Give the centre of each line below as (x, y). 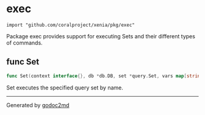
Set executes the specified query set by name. (65, 88)
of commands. (24, 43)
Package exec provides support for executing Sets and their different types (101, 36)
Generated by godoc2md (38, 105)
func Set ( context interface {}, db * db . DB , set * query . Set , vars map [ (97, 76)
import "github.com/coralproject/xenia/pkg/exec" (71, 25)
